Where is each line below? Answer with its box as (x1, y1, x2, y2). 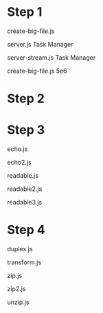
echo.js (7, 145, 28, 153)
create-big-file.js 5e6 (7, 67, 67, 75)
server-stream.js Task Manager (7, 53, 96, 62)
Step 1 (7, 4, 43, 20)
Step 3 (7, 122, 45, 138)
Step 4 (7, 222, 46, 237)
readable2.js (7, 185, 43, 193)
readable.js (7, 172, 39, 180)
